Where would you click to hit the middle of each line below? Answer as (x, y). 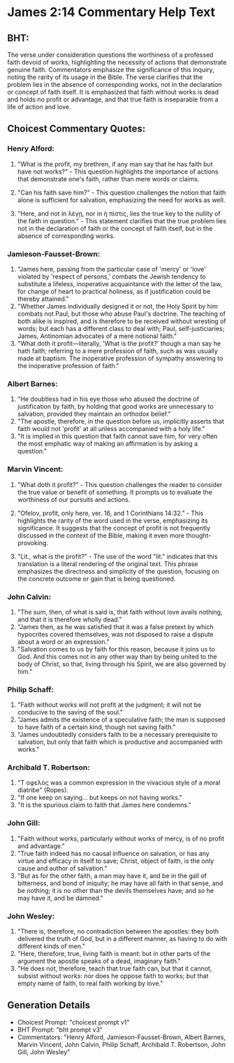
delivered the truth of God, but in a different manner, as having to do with (122, 939)
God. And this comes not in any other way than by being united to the (117, 656)
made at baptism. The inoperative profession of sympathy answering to (120, 358)
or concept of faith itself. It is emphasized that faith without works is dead (113, 92)
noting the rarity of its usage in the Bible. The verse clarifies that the (105, 77)
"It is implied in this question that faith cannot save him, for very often (117, 436)
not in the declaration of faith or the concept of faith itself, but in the (115, 228)
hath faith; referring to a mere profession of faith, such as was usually (117, 351)
